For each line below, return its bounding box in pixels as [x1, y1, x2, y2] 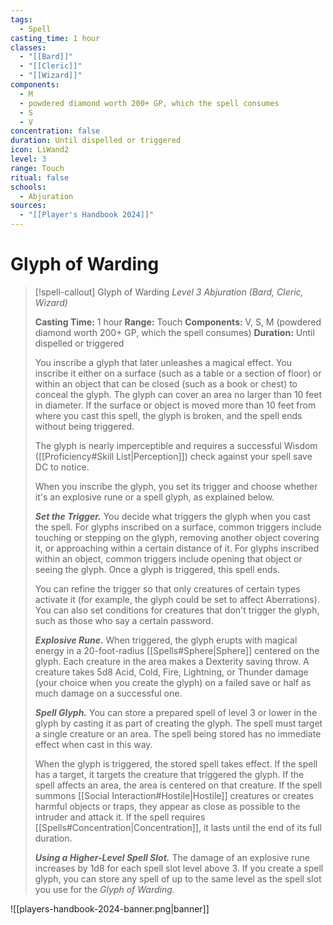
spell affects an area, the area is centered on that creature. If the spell [34, 779, 323, 791]
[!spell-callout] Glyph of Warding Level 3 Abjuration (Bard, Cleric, [34, 286, 304, 298]
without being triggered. [34, 420, 135, 432]
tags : [10, 14, 33, 25]
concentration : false [10, 126, 101, 136]
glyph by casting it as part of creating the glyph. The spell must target [34, 717, 323, 729]
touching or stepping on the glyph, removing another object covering [34, 531, 320, 543]
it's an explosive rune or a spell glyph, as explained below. [34, 491, 275, 503]
